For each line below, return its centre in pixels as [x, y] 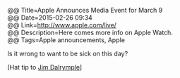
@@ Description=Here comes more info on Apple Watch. [90, 32]
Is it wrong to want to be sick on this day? [68, 53]
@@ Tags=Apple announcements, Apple [66, 40]
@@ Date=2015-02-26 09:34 [50, 18]
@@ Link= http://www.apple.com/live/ [62, 25]
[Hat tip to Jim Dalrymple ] [45, 67]
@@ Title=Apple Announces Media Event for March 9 [85, 10]
